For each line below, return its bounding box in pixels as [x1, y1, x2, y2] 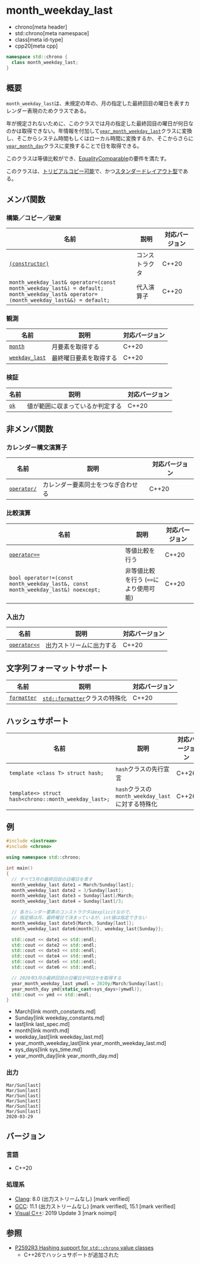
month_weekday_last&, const [9, 580, 89, 587]
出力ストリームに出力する [45, 641, 117, 649]
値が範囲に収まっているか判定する [27, 402, 122, 410]
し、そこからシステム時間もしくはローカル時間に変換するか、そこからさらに [6, 135, 194, 142]
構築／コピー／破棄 [6, 213, 61, 222]
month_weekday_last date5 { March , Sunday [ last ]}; [11, 920, 135, 926]
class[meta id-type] [14, 36, 64, 43]
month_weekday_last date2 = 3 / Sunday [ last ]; [11, 887, 124, 893]
